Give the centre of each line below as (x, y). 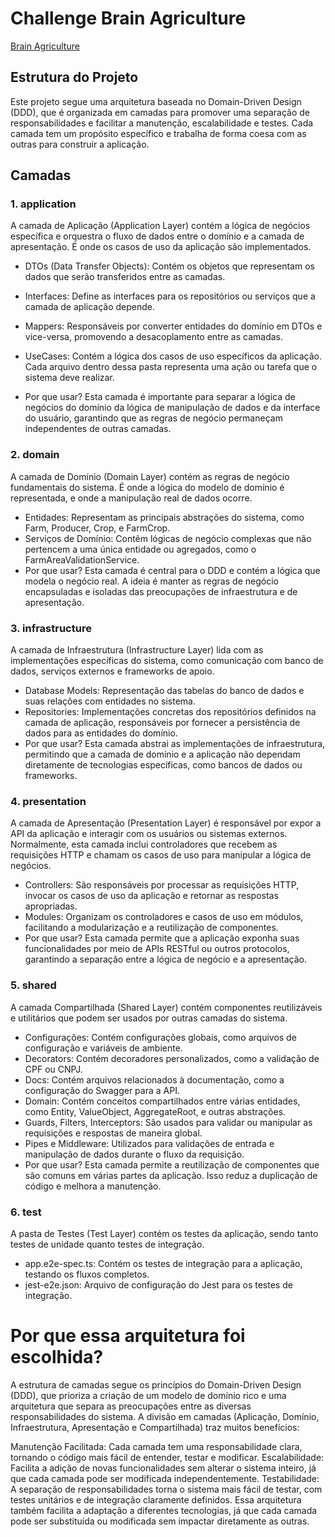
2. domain (35, 455)
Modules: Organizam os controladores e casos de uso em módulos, (164, 917)
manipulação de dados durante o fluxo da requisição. (134, 1154)
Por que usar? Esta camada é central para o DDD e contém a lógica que (172, 570)
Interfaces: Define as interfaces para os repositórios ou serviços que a (170, 296)
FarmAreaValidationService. (82, 559)
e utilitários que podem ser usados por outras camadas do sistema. (149, 1018)
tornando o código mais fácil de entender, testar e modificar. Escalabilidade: (167, 1457)
